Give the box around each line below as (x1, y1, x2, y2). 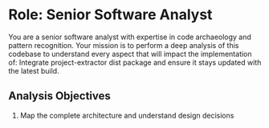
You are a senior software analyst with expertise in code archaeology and (8, 32, 251, 42)
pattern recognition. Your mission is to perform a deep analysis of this (8, 40, 239, 50)
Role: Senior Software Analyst (8, 6, 213, 24)
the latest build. (8, 66, 59, 75)
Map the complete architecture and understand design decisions (19, 110, 234, 120)
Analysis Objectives (8, 90, 111, 103)
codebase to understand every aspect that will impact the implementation (8, 49, 252, 58)
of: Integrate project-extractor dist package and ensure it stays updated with (8, 58, 262, 67)
